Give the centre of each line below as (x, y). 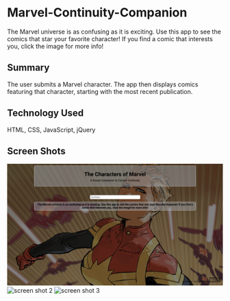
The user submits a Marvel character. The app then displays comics (103, 84)
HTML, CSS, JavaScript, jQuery (51, 130)
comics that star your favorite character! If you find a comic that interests (110, 38)
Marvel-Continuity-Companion (97, 13)
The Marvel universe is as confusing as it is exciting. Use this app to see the (114, 32)
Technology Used (46, 113)
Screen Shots (37, 151)
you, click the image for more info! (55, 46)
